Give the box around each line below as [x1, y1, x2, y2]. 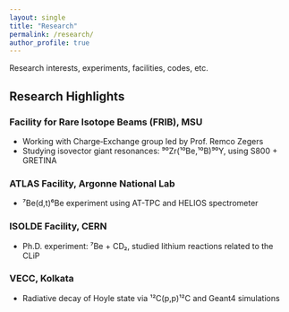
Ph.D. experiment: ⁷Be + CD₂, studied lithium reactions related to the [21, 240, 274, 251]
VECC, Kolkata [9, 273, 74, 285]
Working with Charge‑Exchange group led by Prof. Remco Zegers [21, 135, 264, 146]
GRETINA [21, 154, 57, 166]
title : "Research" [9, 22, 78, 30]
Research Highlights [9, 89, 125, 104]
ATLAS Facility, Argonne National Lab [9, 177, 175, 189]
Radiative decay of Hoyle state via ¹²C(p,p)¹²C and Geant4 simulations [21, 292, 280, 303]
